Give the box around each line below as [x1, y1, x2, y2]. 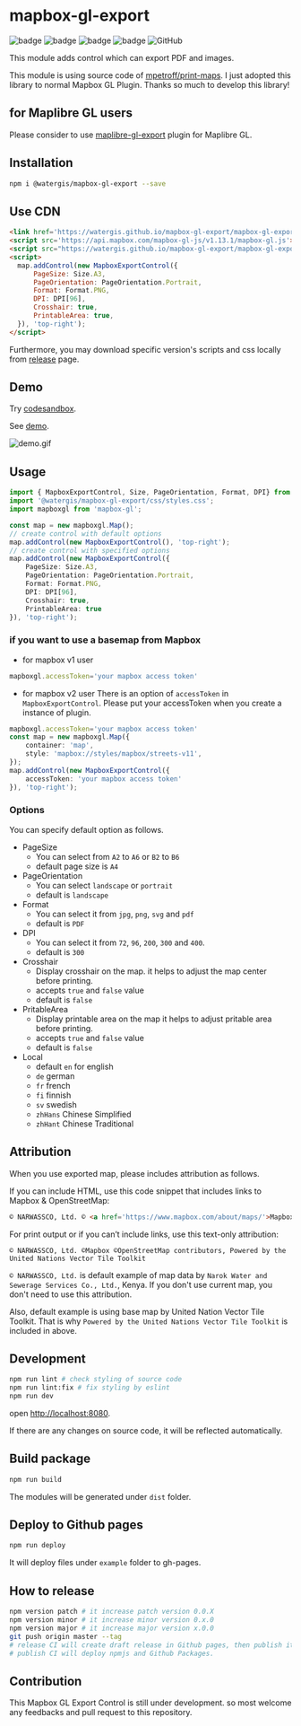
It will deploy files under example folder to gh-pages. [9, 1557, 202, 1568]
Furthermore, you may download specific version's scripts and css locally [9, 344, 281, 355]
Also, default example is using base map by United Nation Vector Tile [9, 1306, 265, 1317]
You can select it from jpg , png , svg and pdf [35, 908, 194, 919]
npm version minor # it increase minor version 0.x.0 [9, 1616, 215, 1625]
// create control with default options [9, 529, 163, 539]
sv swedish [35, 1099, 78, 1109]
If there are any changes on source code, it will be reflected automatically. [9, 1424, 283, 1436]
